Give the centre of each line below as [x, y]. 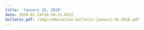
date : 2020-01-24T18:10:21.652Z [39, 15]
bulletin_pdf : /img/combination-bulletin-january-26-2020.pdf [72, 19]
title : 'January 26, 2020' [34, 10]
